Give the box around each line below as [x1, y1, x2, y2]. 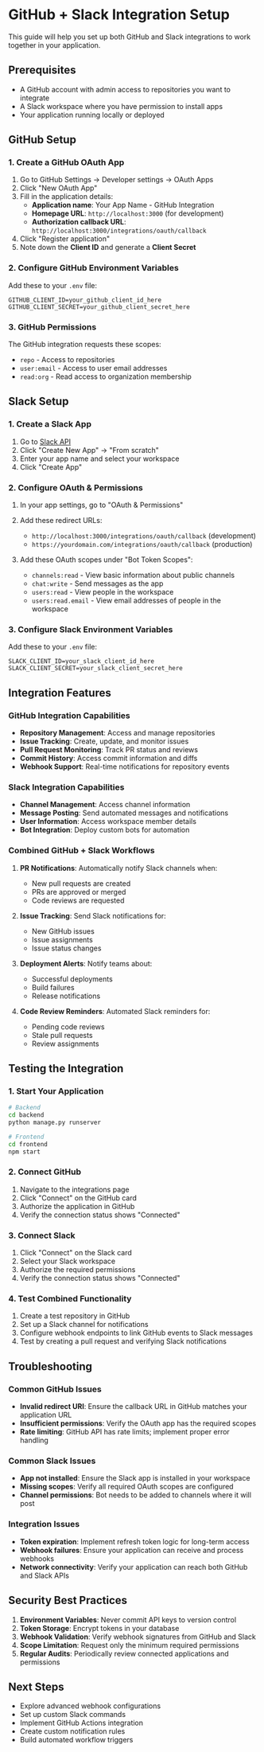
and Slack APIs [19, 1571, 70, 1580]
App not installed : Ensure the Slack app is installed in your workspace [19, 1473, 250, 1483]
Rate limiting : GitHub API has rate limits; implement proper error [19, 1427, 231, 1437]
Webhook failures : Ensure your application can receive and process [19, 1545, 244, 1555]
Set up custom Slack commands [19, 1710, 126, 1719]
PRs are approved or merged [31, 887, 126, 896]
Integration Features [8, 686, 111, 700]
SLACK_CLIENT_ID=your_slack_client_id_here [8, 657, 155, 665]
